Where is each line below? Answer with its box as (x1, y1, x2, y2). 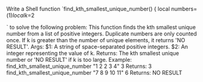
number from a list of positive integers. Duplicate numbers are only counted (6, 30, 197, 37)
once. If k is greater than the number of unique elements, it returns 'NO (6, 37, 185, 43)
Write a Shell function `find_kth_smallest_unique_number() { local (6, 6, 170, 12)
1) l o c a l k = (8, 12, 32, 19)
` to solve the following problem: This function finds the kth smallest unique (6, 24, 196, 31)
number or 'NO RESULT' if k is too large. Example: (6, 56, 132, 63)
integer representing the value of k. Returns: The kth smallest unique (6, 50, 179, 57)
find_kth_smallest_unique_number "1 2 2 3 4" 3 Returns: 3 (6, 62, 152, 70)
